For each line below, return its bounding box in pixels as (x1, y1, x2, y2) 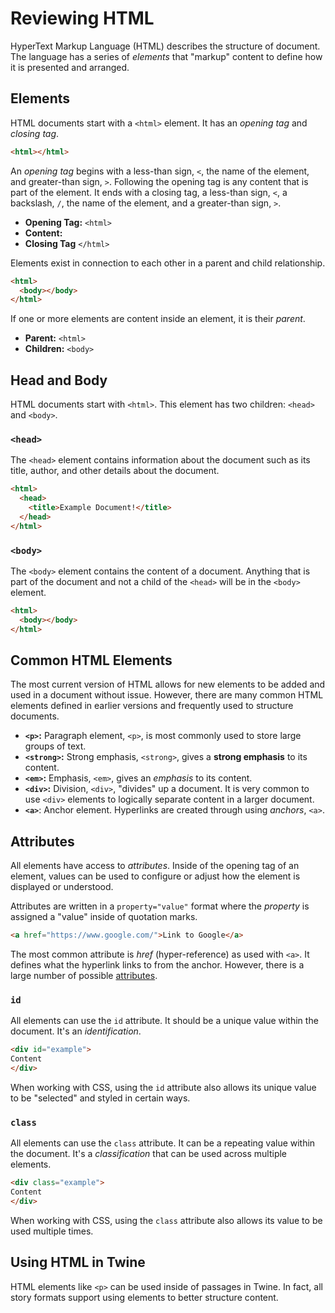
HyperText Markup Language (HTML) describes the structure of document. (10, 40, 321, 52)
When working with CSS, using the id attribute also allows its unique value (10, 1082, 317, 1094)
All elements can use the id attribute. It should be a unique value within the (10, 1015, 319, 1027)
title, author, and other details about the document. (10, 465, 220, 477)
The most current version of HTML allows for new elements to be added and (10, 678, 326, 691)
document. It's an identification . (10, 1025, 142, 1037)
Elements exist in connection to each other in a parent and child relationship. (10, 257, 326, 269)
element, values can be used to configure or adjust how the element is (10, 870, 301, 882)
